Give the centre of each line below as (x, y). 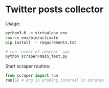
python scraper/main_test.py (36, 57)
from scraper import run (32, 76)
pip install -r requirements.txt (41, 42)
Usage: (13, 24)
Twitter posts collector (54, 9)
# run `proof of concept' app (38, 52)
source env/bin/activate (32, 38)
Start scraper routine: (28, 66)
